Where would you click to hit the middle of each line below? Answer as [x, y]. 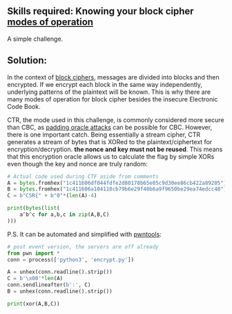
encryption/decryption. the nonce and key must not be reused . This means [115, 149]
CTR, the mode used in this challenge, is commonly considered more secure [116, 119]
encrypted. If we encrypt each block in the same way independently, [105, 84]
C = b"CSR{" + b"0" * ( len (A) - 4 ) [52, 196]
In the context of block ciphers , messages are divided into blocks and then [113, 77]
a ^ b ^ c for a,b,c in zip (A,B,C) [65, 215]
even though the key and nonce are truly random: [77, 164]
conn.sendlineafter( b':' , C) [49, 285]
